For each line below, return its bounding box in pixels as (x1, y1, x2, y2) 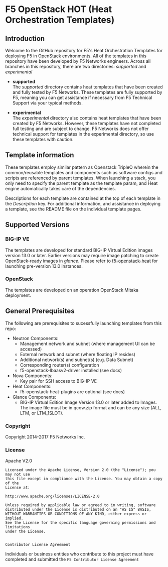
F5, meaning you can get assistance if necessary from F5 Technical (12, 94, 152, 100)
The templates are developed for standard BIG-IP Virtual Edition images (5, 247, 153, 253)
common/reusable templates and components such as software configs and (5, 169, 163, 175)
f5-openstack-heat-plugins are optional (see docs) (20, 388, 125, 395)
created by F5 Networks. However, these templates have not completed (12, 121, 161, 126)
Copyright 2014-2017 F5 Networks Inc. (5, 433, 85, 440)
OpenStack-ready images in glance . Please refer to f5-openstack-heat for (5, 258, 158, 264)
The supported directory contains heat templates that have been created (12, 84, 163, 90)
